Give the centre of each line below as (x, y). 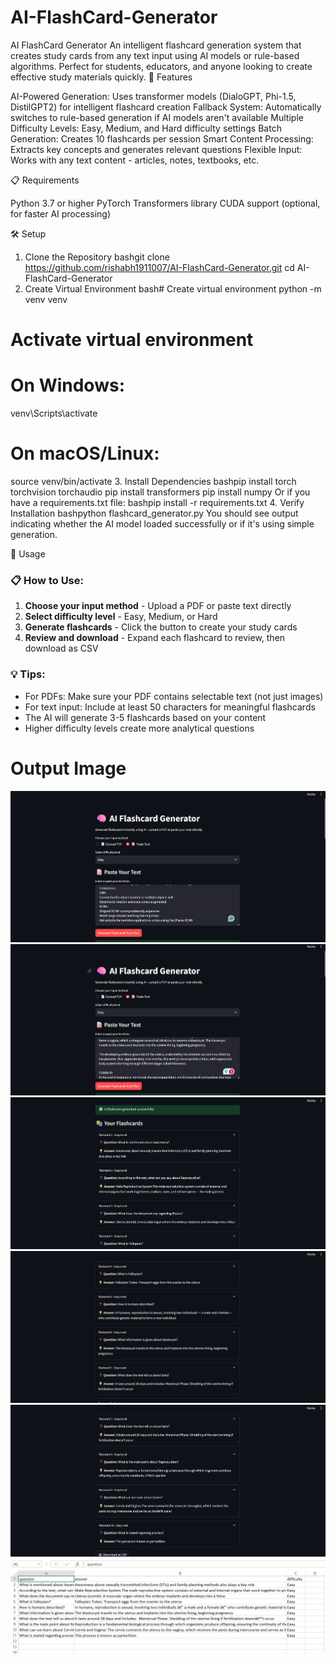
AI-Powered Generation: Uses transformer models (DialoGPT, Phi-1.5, (153, 96)
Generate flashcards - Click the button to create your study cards (161, 627)
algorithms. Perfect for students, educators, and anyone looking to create (161, 66)
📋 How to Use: (47, 580)
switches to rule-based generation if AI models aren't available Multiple (157, 117)
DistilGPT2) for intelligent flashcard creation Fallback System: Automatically (166, 107)
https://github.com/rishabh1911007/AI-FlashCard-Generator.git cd (159, 267)
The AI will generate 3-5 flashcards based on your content (145, 717)
